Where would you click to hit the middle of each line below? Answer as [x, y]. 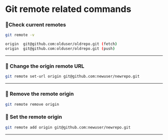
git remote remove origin [32, 104]
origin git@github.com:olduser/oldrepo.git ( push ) [60, 49]
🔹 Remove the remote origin [39, 94]
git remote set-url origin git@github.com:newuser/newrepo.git [72, 76]
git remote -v [20, 35]
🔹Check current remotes [36, 25]
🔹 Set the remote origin [34, 117]
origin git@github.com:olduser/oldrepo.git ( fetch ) [61, 44]
